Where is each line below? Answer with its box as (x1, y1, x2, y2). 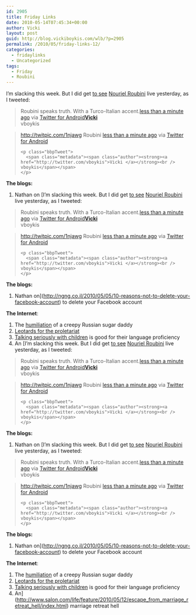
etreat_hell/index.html (14, 602, 67, 610)
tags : (6, 63, 19, 69)
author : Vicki (6, 25, 41, 31)
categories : (6, 47, 35, 53)
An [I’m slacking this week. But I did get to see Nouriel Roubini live (14, 340, 174, 347)
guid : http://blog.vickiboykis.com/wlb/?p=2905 (6, 36, 125, 42)
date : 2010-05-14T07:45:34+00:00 (6, 19, 88, 25)
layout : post (6, 30, 38, 36)
